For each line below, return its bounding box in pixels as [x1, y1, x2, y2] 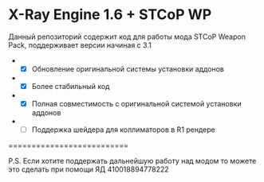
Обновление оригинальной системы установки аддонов [31, 64, 225, 73]
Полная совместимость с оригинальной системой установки [31, 99, 242, 109]
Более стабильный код [31, 82, 110, 91]
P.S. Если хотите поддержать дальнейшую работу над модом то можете [8, 157, 257, 166]
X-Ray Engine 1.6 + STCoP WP [8, 6, 212, 24]
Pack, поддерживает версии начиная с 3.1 [8, 40, 152, 49]
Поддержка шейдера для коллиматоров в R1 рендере [31, 125, 215, 134]
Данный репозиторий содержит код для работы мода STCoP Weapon [8, 32, 246, 41]
